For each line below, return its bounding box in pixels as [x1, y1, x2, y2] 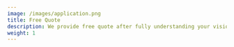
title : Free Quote [7, 17, 61, 23]
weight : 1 [7, 29, 36, 37]
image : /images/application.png [7, 10, 101, 17]
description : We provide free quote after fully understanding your [7, 23, 210, 30]
